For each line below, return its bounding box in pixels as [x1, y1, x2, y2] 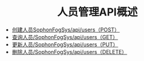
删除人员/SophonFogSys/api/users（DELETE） [11, 48, 127, 55]
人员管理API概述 [57, 5, 138, 19]
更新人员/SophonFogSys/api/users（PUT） [11, 41, 118, 48]
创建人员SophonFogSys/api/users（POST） [11, 26, 120, 33]
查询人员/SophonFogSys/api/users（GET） [11, 33, 118, 40]
